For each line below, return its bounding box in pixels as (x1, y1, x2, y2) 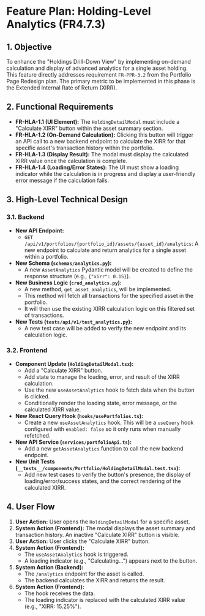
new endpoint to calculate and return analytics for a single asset (24, 246, 187, 254)
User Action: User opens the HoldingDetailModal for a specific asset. (15, 518, 190, 525)
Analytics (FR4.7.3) (6, 17, 106, 31)
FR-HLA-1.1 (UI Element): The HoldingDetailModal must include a (15, 118, 180, 125)
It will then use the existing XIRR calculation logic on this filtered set (24, 305, 195, 312)
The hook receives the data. (24, 590, 95, 597)
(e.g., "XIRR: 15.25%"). (24, 603, 81, 610)
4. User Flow (6, 501, 55, 512)
